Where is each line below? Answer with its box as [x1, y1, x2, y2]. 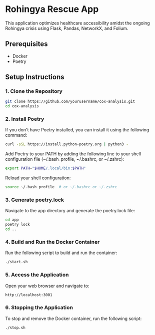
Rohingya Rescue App [5, 3, 99, 15]
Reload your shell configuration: [5, 175, 71, 181]
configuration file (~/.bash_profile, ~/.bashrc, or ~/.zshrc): [5, 156, 124, 162]
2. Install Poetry [5, 116, 44, 123]
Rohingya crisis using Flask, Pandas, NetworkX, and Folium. [5, 25, 128, 31]
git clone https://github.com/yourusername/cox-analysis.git [5, 99, 135, 104]
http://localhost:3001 [5, 292, 52, 298]
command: [5, 132, 27, 138]
